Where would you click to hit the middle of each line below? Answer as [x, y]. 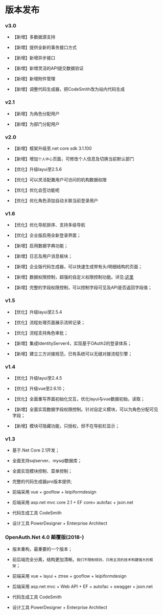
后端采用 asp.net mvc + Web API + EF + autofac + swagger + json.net [82, 586]
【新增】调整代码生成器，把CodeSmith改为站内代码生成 [68, 89]
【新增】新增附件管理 [34, 79]
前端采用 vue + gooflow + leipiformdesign [54, 492]
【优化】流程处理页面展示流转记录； [49, 322]
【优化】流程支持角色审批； [40, 333]
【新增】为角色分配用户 [36, 113]
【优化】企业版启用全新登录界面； [47, 235]
